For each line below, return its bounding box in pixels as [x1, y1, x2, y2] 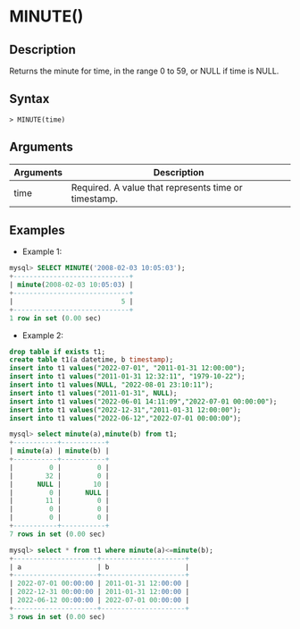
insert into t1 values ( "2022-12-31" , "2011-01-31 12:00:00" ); [9, 405, 242, 414]
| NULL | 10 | [9, 480, 110, 489]
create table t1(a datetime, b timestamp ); [9, 355, 174, 364]
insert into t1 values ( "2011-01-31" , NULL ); [9, 388, 178, 397]
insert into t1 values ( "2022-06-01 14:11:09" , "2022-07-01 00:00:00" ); [9, 396, 278, 406]
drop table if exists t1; [9, 347, 105, 356]
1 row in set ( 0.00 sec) [9, 313, 102, 323]
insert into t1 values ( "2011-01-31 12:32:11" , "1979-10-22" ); [9, 372, 246, 381]
